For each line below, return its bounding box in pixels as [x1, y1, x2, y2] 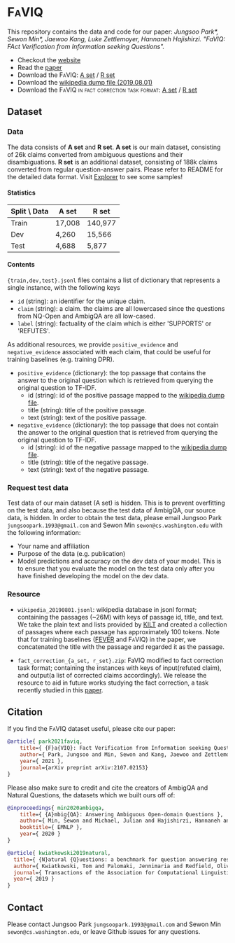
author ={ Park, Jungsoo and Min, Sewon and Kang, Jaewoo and [20, 751, 201, 758]
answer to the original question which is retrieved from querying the [17, 376, 213, 385]
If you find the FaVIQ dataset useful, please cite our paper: [7, 725, 176, 733]
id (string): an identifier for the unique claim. [17, 297, 145, 305]
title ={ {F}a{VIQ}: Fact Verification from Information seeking [20, 745, 211, 752]
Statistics [7, 188, 36, 197]
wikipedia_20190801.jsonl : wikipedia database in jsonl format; [17, 605, 197, 613]
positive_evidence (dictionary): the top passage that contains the [17, 369, 206, 377]
